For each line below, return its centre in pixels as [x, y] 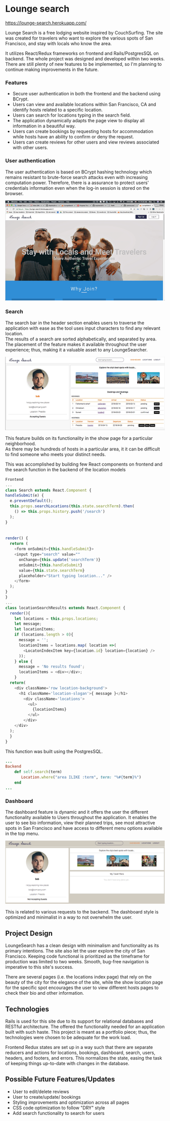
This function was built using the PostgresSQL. [54, 751]
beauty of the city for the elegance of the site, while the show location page [84, 983]
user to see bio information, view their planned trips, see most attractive [80, 823]
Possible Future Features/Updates [60, 1079]
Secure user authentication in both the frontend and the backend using [87, 94]
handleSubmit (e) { [25, 496]
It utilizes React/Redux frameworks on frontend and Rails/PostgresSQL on [82, 53]
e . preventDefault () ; [31, 501]
